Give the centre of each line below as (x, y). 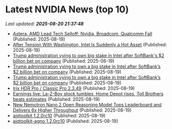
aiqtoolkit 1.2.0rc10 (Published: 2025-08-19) (59, 115)
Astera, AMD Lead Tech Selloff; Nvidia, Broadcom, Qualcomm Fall (82, 33)
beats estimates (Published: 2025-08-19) (56, 99)
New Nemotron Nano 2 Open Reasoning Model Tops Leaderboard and (87, 104)
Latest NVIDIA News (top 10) (67, 10)
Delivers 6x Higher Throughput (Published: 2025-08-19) (72, 110)
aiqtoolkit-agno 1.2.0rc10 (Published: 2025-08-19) (65, 121)
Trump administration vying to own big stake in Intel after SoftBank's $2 (88, 56)
